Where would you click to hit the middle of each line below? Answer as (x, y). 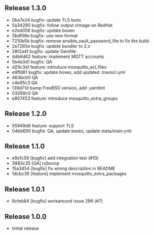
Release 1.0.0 (26, 217)
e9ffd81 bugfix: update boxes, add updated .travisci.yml (68, 72)
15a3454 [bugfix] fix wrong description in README (63, 169)
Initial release (25, 229)
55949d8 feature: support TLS (43, 125)
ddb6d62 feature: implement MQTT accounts (58, 57)
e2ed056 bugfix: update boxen (43, 30)
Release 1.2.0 (26, 114)
